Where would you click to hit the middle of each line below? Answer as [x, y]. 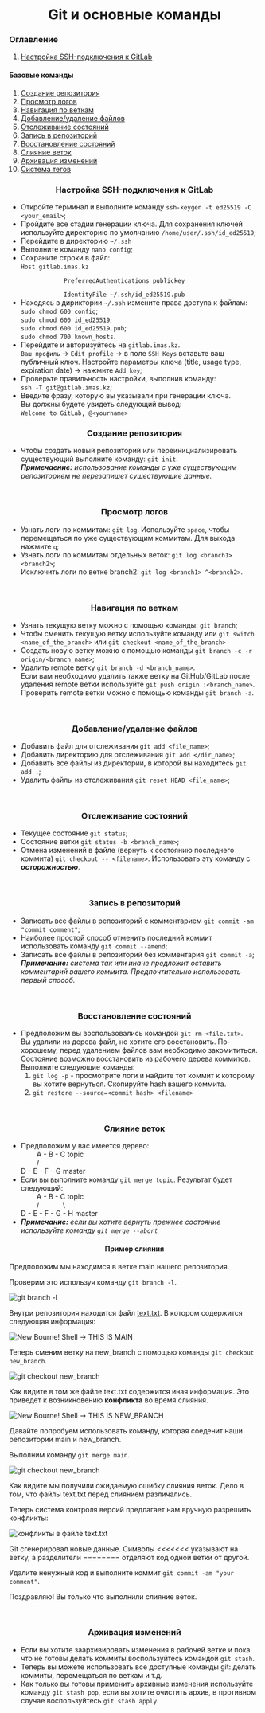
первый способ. [48, 980]
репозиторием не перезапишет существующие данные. [116, 476]
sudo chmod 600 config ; [59, 311]
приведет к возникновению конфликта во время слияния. [109, 1400]
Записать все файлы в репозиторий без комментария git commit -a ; [137, 954]
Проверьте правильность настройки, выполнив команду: [118, 378]
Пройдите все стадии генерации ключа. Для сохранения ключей [132, 224]
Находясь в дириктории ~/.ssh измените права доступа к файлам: [134, 302]
